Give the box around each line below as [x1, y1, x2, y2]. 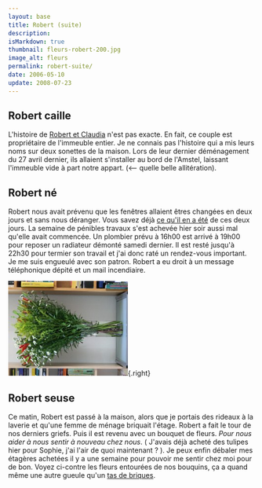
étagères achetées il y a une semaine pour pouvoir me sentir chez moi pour [8, 454, 253, 464]
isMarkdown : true [8, 38, 65, 46]
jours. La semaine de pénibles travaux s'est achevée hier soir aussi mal [8, 224, 238, 233]
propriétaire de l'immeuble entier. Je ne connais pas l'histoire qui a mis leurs [8, 138, 255, 148]
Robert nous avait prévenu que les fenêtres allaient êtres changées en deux [8, 207, 253, 216]
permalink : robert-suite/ [8, 63, 93, 71]
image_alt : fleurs [8, 54, 68, 62]
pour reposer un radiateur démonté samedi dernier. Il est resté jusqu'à [8, 240, 235, 250]
